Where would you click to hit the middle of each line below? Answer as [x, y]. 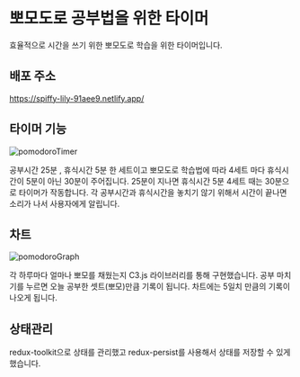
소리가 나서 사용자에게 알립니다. [65, 203]
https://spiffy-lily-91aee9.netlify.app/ [77, 98]
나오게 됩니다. [34, 298]
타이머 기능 [38, 129]
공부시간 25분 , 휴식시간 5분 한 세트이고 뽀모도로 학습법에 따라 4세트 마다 [137, 170]
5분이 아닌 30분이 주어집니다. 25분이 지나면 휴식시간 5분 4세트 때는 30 [150, 181]
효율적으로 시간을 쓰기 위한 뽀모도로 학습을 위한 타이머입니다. [116, 45]
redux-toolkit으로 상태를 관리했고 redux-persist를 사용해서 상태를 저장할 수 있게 [150, 353]
